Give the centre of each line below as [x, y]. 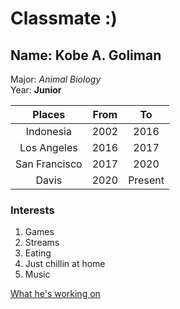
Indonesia [48, 131]
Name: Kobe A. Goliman [86, 55]
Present [146, 180]
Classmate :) [64, 18]
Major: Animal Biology [56, 79]
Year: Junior [36, 90]
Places [49, 114]
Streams [42, 243]
